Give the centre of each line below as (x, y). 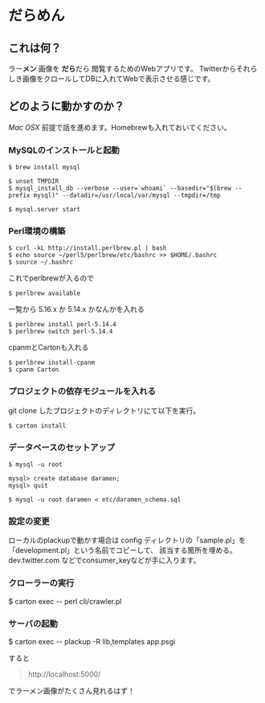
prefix (19, 196)
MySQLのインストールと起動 (64, 150)
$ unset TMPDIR (34, 182)
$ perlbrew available (45, 293)
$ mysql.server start (45, 210)
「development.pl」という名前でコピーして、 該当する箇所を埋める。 (122, 550)
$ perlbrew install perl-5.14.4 (62, 325)
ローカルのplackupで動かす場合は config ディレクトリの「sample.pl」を (127, 540)
